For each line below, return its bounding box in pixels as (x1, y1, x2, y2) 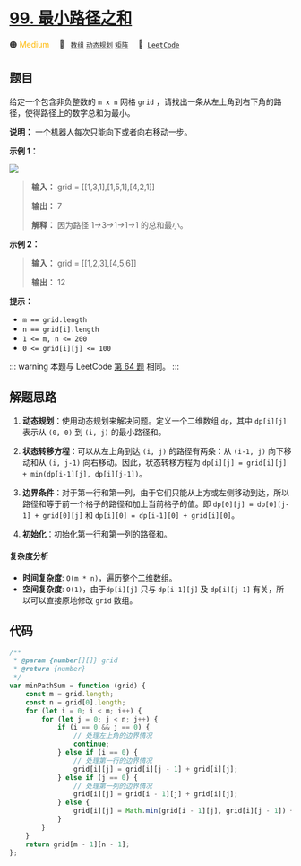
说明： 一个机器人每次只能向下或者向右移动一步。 (9, 127, 193, 137)
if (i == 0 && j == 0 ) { (56, 723, 150, 732)
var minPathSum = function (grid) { (9, 681, 146, 691)
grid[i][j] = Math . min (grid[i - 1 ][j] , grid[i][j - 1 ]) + (73, 807, 295, 816)
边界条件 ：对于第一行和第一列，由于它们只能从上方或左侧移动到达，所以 (21, 486, 289, 498)
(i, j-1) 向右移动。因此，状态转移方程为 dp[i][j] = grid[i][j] (47, 457, 288, 468)
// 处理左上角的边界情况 (73, 731, 152, 740)
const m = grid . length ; (25, 689, 115, 698)
